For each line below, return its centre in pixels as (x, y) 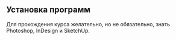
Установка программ (49, 10)
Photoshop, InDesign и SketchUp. (48, 30)
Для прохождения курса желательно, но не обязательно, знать (88, 24)
